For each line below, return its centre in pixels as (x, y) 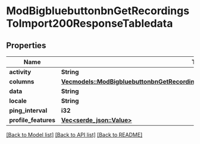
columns (22, 81)
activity (20, 72)
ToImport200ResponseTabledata (90, 23)
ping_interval (28, 111)
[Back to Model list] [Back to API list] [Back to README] (74, 135)
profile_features (32, 120)
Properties (26, 45)
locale (18, 101)
